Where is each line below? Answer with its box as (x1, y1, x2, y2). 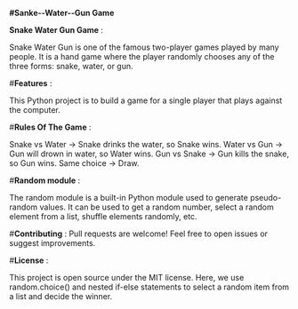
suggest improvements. (9, 238, 96, 248)
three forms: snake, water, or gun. (9, 61, 133, 71)
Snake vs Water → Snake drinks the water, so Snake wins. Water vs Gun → (9, 139, 283, 149)
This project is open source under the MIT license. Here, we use (9, 273, 245, 282)
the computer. (9, 105, 60, 115)
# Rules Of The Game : (9, 122, 92, 132)
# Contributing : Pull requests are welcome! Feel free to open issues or (9, 228, 269, 239)
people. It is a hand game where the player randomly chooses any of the (9, 51, 275, 61)
